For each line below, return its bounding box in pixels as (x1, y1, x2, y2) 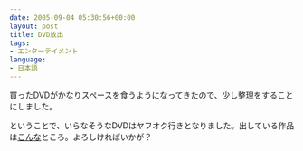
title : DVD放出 (9, 30, 64, 39)
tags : (9, 38, 30, 48)
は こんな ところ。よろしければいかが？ (9, 131, 152, 142)
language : (9, 55, 47, 64)
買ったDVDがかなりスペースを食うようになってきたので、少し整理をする (9, 90, 279, 100)
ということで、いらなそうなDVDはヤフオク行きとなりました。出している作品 (9, 119, 295, 131)
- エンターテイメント (9, 47, 79, 56)
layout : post (9, 22, 59, 31)
